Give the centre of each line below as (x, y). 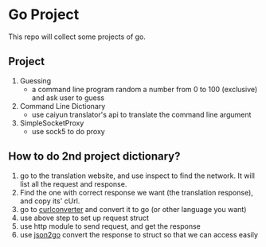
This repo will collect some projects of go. (77, 37)
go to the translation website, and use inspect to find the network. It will (137, 176)
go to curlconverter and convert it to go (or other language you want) (133, 209)
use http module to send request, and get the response (110, 226)
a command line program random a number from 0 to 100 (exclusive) (145, 89)
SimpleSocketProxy (52, 123)
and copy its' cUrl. (50, 201)
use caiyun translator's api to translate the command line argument (141, 114)
